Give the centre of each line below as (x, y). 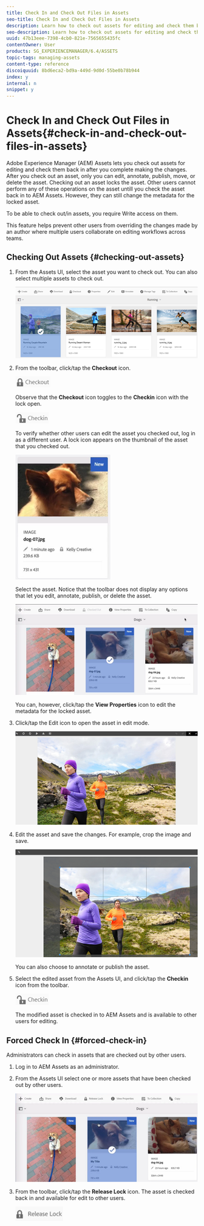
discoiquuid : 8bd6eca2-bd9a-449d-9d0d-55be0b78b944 (73, 70)
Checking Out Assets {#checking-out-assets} (95, 257)
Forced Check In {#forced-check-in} (77, 1040)
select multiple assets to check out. (59, 278)
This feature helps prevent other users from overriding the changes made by (102, 225)
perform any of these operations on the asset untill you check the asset (96, 189)
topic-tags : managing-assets (43, 58)
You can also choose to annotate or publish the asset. (82, 967)
